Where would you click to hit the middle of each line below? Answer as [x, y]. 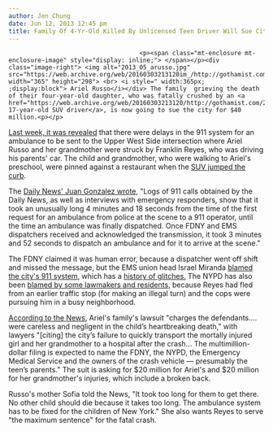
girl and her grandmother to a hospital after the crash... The [108, 344]
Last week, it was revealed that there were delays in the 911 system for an [131, 133]
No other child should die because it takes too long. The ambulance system [135, 403]
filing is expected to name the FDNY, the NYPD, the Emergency [135, 353]
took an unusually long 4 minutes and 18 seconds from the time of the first [133, 209]
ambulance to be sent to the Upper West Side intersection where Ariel [125, 141]
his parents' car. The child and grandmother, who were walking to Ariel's [130, 159]
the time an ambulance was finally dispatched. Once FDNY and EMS [123, 226]
